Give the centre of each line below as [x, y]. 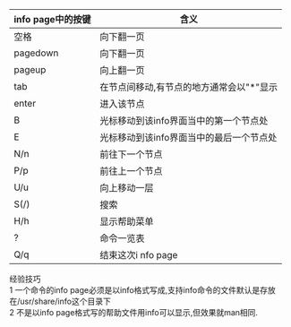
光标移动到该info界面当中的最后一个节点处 [188, 138]
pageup [30, 69]
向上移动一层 [127, 188]
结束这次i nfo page [139, 255]
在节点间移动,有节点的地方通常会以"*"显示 [189, 87]
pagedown [36, 53]
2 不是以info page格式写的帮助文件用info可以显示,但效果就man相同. [133, 312]
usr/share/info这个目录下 [66, 301]
